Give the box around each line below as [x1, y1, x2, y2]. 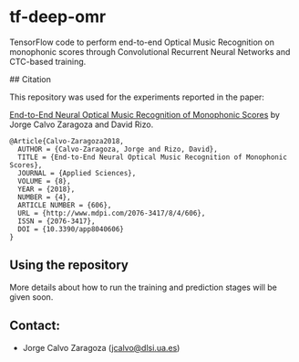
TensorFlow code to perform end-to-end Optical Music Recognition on [9, 37, 275, 48]
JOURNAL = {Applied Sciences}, [17, 168, 137, 177]
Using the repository [9, 258, 129, 273]
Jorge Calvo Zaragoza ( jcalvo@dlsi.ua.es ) [22, 342, 180, 353]
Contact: [9, 318, 61, 334]
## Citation [9, 73, 52, 84]
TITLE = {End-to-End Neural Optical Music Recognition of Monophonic [17, 153, 287, 162]
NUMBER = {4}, [17, 192, 71, 202]
